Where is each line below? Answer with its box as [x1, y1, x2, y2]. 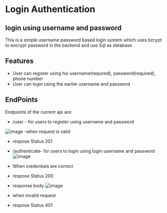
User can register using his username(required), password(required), [12, 70, 156, 76]
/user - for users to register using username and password [12, 118, 134, 124]
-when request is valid [24, 128, 70, 134]
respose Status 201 [12, 138, 53, 144]
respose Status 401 [12, 202, 53, 208]
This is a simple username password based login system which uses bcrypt [5, 37, 162, 43]
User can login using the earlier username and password [12, 81, 130, 87]
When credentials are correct [12, 163, 73, 169]
